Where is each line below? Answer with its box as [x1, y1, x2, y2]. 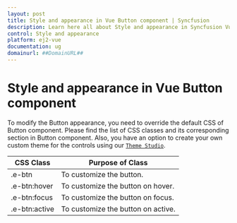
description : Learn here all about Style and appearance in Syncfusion [7, 23, 222, 30]
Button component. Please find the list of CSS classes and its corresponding [7, 126, 229, 134]
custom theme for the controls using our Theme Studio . [7, 140, 166, 149]
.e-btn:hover [11, 181, 54, 191]
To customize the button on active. [61, 204, 176, 214]
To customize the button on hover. [61, 181, 175, 191]
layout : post [7, 10, 46, 18]
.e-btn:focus [11, 192, 53, 202]
